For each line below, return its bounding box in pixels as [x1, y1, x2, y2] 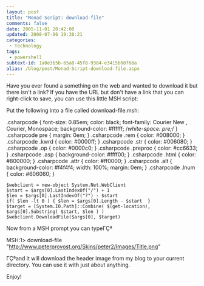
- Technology [8, 43, 42, 49]
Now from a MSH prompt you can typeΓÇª [6, 225, 112, 232]
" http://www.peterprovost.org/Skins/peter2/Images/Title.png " [6, 243, 161, 250]
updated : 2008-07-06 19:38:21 [6, 32, 83, 38]
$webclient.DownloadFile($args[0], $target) [6, 214, 121, 220]
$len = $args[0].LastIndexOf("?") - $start [6, 193, 118, 199]
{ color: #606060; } [6, 170, 55, 178]
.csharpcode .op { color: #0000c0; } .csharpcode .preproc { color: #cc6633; [6, 144, 198, 152]
